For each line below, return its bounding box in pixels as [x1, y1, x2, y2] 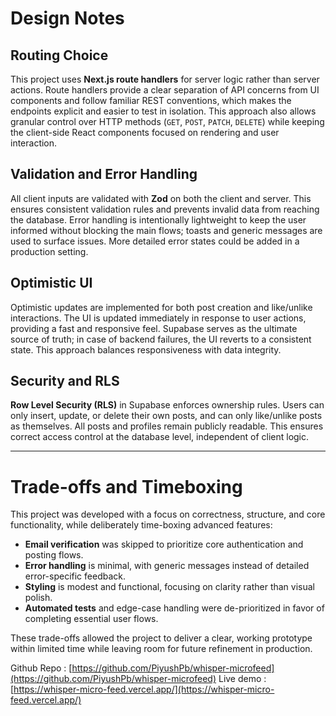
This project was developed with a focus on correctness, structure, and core [10, 508, 326, 521]
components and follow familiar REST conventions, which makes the [10, 95, 292, 106]
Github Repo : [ [10, 662, 73, 674]
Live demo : [218, 673, 267, 685]
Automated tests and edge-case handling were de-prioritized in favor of [24, 602, 325, 614]
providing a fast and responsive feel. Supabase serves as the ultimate [10, 322, 298, 334]
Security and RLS [10, 373, 120, 390]
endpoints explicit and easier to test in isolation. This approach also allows [10, 105, 317, 117]
